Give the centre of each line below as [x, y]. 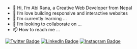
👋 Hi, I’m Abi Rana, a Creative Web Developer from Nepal [72, 8]
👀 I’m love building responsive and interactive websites [70, 13]
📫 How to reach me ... [36, 30]
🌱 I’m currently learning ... [40, 18]
